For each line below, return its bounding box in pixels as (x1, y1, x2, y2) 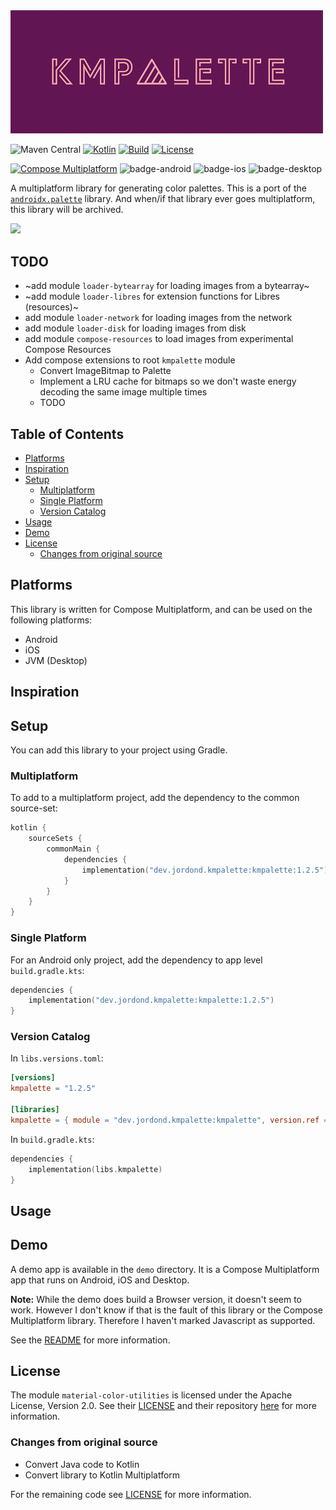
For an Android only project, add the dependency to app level (10, 954, 263, 966)
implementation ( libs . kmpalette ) (28, 1164, 163, 1174)
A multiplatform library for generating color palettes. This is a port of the (10, 182, 307, 194)
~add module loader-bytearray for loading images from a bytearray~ (24, 280, 310, 292)
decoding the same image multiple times (39, 386, 208, 398)
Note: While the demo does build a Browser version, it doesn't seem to (10, 1293, 303, 1305)
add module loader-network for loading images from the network (24, 312, 293, 324)
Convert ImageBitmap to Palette (39, 365, 172, 377)
